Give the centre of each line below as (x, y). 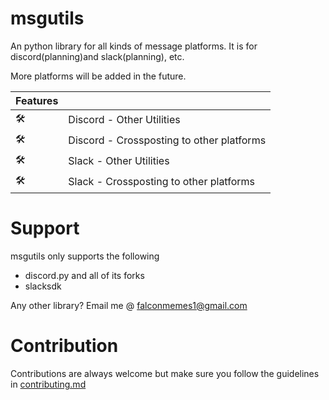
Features (37, 100)
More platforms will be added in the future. (98, 76)
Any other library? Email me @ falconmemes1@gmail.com (129, 305)
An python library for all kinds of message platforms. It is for (134, 46)
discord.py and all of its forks (84, 275)
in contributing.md (48, 384)
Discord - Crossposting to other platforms (167, 140)
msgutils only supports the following (85, 256)
